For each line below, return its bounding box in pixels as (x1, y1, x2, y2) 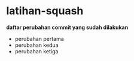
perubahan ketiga (14, 47, 59, 54)
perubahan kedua (14, 41, 59, 49)
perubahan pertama (14, 35, 64, 42)
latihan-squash (6, 4, 84, 18)
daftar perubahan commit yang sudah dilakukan (6, 24, 129, 31)
